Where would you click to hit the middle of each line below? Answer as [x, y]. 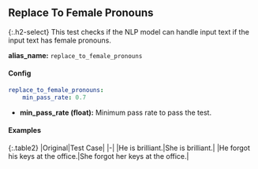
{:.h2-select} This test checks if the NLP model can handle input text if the [129, 31]
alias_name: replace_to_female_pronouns [75, 55]
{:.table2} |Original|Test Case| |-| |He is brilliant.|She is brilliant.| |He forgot [129, 148]
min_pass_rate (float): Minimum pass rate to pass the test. [115, 112]
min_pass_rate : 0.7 [54, 97]
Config [20, 73]
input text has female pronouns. [60, 40]
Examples [25, 130]
